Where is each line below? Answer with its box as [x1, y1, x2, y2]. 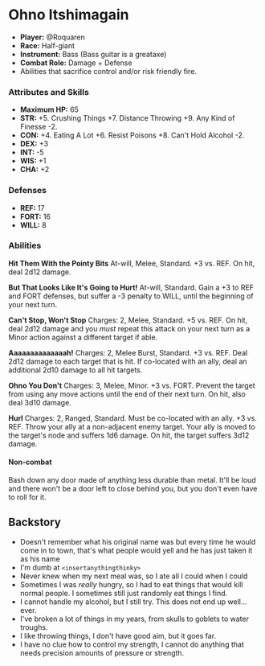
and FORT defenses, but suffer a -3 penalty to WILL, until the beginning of [8, 291, 255, 301]
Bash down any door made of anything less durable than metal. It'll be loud [8, 475, 256, 485]
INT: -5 [19, 147, 44, 158]
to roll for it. [8, 492, 47, 502]
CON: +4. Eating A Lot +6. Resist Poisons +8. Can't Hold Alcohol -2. [19, 130, 245, 140]
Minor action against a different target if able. [8, 332, 158, 342]
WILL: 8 [19, 220, 47, 230]
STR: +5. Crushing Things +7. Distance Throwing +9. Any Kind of [19, 113, 235, 123]
